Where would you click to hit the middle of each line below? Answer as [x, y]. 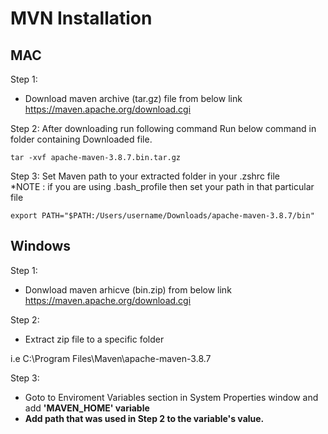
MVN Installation [81, 18]
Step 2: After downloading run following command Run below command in [163, 128]
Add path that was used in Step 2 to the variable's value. [144, 418]
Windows [40, 246]
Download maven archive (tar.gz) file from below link [133, 98]
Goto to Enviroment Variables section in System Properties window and [171, 397]
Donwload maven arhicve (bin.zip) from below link [128, 289]
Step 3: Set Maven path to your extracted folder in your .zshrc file [145, 176]
